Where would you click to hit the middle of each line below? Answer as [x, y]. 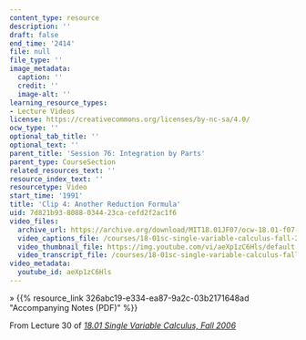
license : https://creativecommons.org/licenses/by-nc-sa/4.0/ [130, 119]
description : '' [40, 26]
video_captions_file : [59, 238]
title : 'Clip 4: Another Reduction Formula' [95, 205]
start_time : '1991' [46, 196]
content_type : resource [55, 18]
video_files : [34, 221]
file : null [30, 52]
